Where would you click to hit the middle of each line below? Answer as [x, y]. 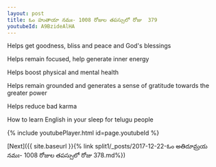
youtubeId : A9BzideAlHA [41, 26]
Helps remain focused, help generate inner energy [78, 59]
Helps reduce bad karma [42, 107]
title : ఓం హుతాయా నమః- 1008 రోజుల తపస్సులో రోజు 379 [82, 20]
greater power [27, 93]
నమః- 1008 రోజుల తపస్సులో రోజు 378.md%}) [66, 155]
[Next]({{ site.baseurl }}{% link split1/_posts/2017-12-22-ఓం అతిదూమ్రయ [107, 146]
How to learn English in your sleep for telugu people [81, 120]
